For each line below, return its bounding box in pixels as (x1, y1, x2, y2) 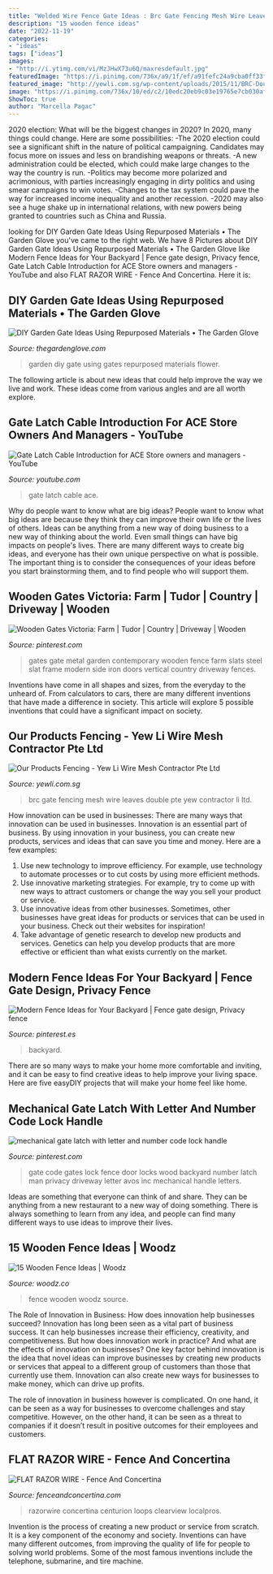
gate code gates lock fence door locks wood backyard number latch (28, 1167, 258, 1177)
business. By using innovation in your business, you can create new (8, 828, 236, 837)
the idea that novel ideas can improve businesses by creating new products (8, 1353, 262, 1363)
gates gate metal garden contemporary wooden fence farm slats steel (28, 655, 262, 665)
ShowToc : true (8, 95, 57, 103)
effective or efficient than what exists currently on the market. (19, 947, 227, 957)
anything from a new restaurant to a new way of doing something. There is (8, 1200, 258, 1210)
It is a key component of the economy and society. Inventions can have (8, 1530, 247, 1540)
